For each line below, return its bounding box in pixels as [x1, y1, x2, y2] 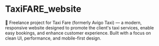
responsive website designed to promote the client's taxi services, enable [5, 24, 154, 30]
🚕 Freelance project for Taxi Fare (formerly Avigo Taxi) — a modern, [5, 20, 142, 25]
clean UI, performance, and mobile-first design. [5, 35, 102, 41]
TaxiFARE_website [5, 3, 81, 15]
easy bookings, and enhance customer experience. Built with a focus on [5, 30, 151, 36]
